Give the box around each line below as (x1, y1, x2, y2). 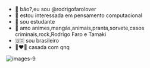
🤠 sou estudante (14, 18, 55, 25)
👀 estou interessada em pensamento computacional (14, 12, 143, 19)
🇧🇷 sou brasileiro (14, 37, 60, 44)
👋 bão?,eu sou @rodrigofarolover (14, 6, 96, 12)
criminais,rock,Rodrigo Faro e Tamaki (14, 31, 107, 38)
